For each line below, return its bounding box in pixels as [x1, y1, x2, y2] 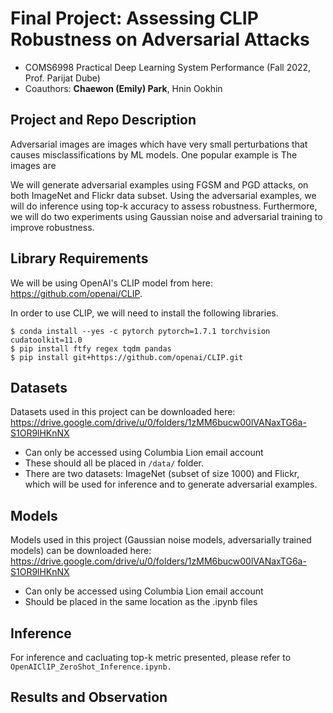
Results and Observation [10, 689, 168, 706]
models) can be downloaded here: [10, 545, 152, 557]
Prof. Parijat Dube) [24, 72, 101, 84]
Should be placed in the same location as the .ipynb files [24, 596, 258, 608]
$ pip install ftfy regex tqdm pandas [10, 343, 172, 354]
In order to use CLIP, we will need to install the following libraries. [10, 307, 279, 319]
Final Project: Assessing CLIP [10, 7, 259, 30]
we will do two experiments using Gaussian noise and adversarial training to [10, 210, 323, 222]
